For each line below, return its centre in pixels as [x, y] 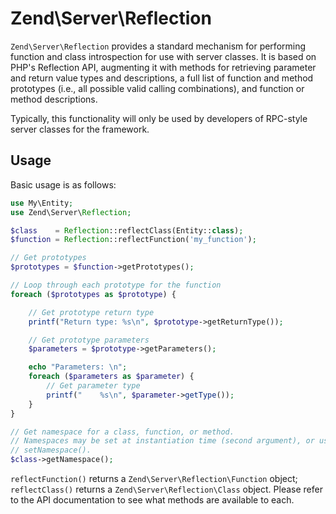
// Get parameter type [93, 386]
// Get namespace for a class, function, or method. [122, 432]
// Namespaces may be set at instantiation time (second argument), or [162, 441]
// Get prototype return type [91, 312]
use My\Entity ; [42, 203]
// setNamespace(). [51, 450]
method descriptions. [54, 99]
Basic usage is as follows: [63, 184]
